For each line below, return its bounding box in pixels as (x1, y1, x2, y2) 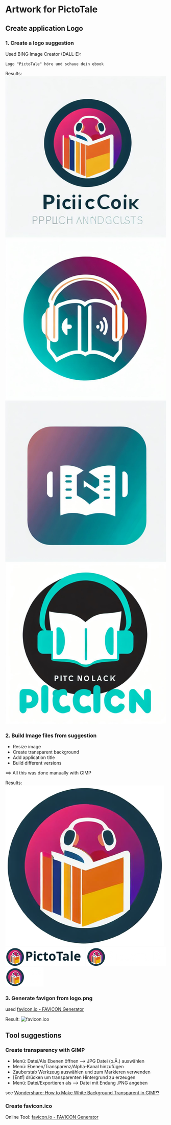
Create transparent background (12, 749, 79, 755)
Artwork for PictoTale (5, 4, 98, 15)
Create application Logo (5, 24, 83, 33)
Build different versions (12, 760, 62, 766)
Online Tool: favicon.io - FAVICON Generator (5, 1114, 99, 1120)
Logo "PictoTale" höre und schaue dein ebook (5, 61, 104, 67)
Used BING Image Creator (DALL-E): (5, 51, 82, 57)
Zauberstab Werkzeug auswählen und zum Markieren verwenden (12, 1069, 151, 1075)
